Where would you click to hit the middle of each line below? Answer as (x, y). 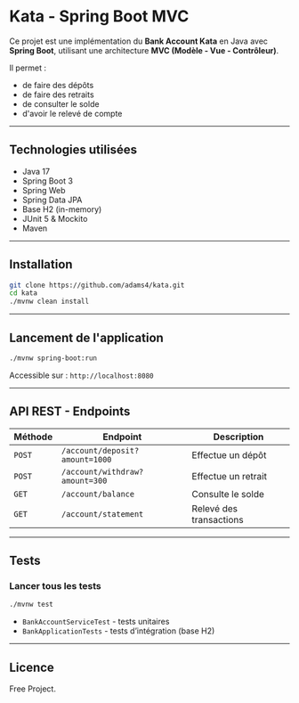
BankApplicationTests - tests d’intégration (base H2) (118, 631)
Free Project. (32, 689)
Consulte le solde (228, 494)
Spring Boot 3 (48, 181)
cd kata (24, 293)
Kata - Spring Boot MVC (99, 16)
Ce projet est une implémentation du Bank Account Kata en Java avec (139, 41)
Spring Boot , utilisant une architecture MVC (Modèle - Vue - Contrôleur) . (144, 50)
